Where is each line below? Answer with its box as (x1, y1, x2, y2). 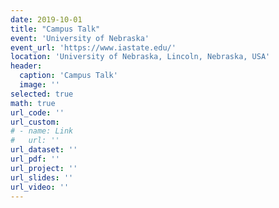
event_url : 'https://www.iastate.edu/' (10, 42, 177, 53)
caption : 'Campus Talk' (19, 71, 118, 81)
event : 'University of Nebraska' (10, 33, 150, 43)
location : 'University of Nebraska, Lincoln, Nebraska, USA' (10, 52, 271, 62)
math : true (10, 98, 56, 108)
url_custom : (10, 117, 60, 127)
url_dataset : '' (10, 145, 78, 155)
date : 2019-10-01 (10, 14, 83, 25)
